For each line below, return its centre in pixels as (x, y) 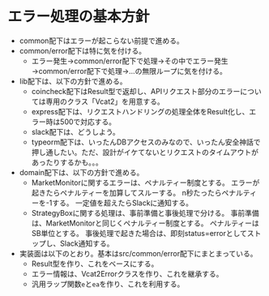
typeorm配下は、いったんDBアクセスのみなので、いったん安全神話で (146, 142)
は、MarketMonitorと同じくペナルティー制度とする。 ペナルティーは (145, 223)
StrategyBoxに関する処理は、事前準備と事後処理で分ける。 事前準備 (145, 212)
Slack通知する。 (87, 243)
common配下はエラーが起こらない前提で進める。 (101, 41)
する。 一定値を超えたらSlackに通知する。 (122, 203)
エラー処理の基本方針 (79, 17)
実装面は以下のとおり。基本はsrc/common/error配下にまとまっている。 (138, 253)
